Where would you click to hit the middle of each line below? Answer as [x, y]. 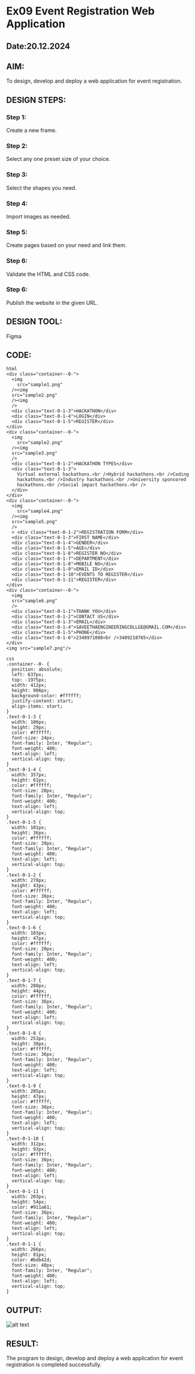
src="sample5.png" [35, 522]
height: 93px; [29, 1149]
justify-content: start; [43, 701]
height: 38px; [29, 1044]
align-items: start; [37, 706]
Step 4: [17, 203]
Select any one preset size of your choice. [58, 159]
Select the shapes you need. [41, 187]
